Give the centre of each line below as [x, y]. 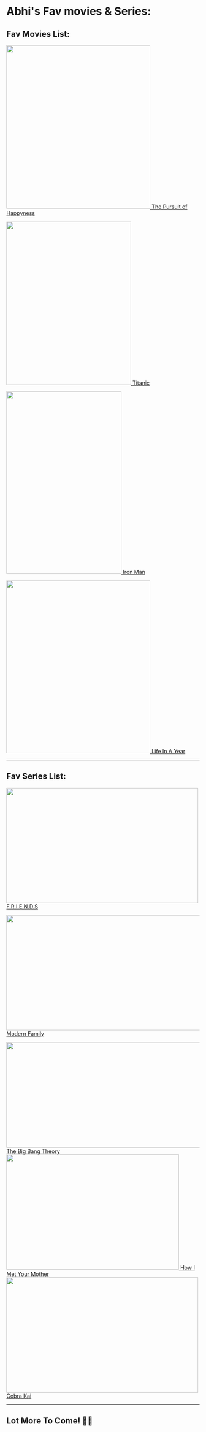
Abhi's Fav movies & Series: [79, 11]
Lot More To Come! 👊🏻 [50, 1421]
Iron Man [134, 572]
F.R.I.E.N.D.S [22, 906]
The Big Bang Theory [33, 1151]
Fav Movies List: [38, 34]
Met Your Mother [28, 1274]
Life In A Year [168, 751]
